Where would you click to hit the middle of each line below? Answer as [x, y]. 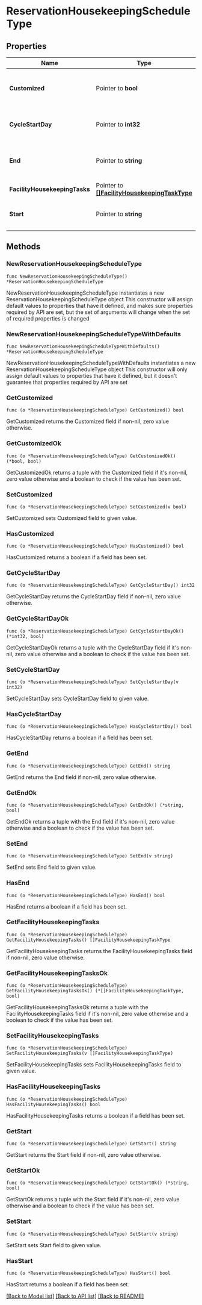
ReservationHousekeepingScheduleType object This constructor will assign [100, 299]
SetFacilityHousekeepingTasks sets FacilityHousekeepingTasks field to [94, 1065]
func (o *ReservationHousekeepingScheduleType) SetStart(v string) [93, 1234]
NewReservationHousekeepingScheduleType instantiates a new [85, 293]
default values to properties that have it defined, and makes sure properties [100, 305]
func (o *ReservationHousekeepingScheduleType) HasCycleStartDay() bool [99, 727]
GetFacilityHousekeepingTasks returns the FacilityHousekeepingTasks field [99, 951]
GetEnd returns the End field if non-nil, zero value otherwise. [81, 777]
